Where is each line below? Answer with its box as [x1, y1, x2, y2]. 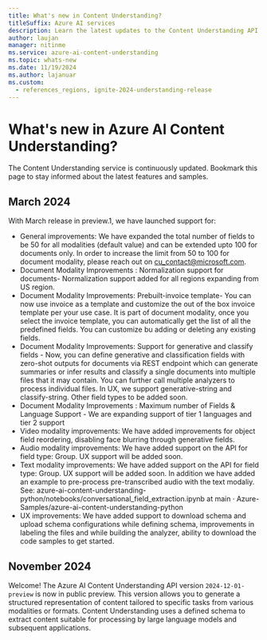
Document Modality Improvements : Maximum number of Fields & [19, 401, 236, 410]
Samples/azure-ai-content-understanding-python [19, 503, 183, 512]
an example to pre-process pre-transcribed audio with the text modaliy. [19, 477, 255, 487]
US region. [19, 282, 56, 292]
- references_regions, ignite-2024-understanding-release [15, 85, 213, 94]
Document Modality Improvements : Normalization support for [19, 265, 224, 275]
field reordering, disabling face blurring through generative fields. [19, 435, 235, 445]
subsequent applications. [8, 622, 92, 632]
